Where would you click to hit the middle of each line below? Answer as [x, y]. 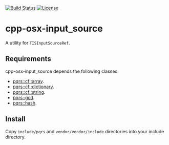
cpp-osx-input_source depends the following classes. [62, 71]
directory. [15, 137]
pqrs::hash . [25, 103]
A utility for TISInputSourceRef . [38, 43]
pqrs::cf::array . [28, 81]
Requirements [28, 59]
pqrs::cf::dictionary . [34, 87]
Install [15, 119]
